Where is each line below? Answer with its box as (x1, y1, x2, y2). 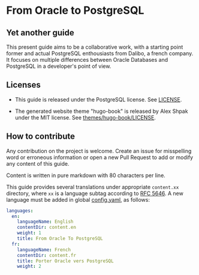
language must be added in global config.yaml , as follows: (6, 196, 150, 203)
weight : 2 (17, 264, 42, 270)
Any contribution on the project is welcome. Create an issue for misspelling (6, 147, 192, 154)
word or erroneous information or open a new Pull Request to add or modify (6, 154, 194, 161)
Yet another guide (6, 28, 75, 38)
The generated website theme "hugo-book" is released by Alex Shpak (14, 107, 188, 115)
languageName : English (17, 219, 74, 225)
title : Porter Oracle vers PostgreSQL (17, 258, 114, 264)
